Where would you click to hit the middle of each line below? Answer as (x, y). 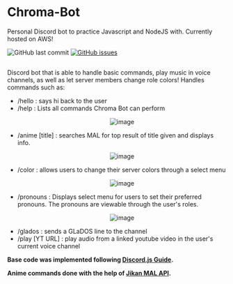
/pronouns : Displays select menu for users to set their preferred (109, 197)
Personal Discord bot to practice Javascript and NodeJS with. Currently (110, 31)
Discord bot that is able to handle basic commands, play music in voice (109, 73)
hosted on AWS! (30, 38)
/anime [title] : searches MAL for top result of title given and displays (115, 135)
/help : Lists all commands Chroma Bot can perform (91, 108)
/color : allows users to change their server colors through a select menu (121, 170)
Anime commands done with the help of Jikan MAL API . (89, 274)
